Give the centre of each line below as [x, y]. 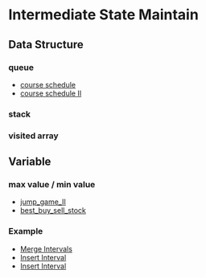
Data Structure [46, 45]
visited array [33, 136]
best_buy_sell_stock [53, 211]
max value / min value [52, 185]
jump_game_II [43, 202]
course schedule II [51, 93]
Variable [30, 162]
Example [26, 231]
